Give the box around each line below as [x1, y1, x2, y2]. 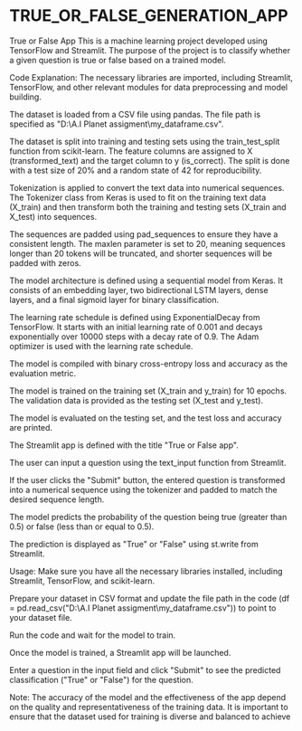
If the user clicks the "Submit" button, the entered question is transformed [9, 474, 286, 485]
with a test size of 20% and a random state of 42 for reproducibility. [9, 165, 262, 176]
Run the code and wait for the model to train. [9, 630, 176, 641]
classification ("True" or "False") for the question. [9, 674, 194, 685]
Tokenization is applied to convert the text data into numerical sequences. [9, 182, 285, 193]
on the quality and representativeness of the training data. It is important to [9, 701, 288, 712]
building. [9, 91, 42, 102]
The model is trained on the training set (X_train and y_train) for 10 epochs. [9, 385, 288, 396]
